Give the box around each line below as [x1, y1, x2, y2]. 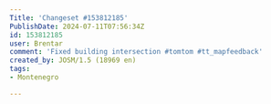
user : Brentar [9, 38, 64, 48]
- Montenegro [9, 73, 59, 82]
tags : [9, 65, 30, 74]
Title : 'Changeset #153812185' [9, 13, 129, 23]
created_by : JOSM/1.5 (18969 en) [9, 56, 137, 65]
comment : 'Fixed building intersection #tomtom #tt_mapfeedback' [9, 47, 263, 57]
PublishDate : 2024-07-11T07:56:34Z [9, 22, 145, 31]
